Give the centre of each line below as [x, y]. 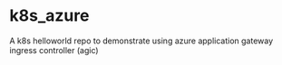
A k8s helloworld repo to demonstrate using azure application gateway [141, 41]
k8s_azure [49, 16]
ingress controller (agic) [54, 50]
